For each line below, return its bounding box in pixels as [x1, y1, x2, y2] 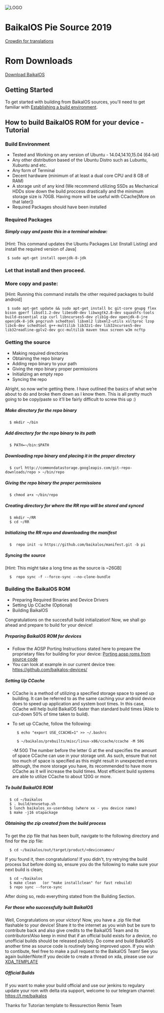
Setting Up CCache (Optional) [12, 602, 72, 608]
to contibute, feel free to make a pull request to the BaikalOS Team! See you [5, 948, 158, 954]
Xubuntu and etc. [12, 162, 47, 168]
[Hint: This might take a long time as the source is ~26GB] [5, 565, 122, 571]
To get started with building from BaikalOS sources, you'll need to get [5, 99, 145, 105]
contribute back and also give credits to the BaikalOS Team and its [5, 927, 139, 933]
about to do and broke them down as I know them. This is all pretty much [5, 391, 152, 397]
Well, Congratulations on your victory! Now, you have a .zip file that [5, 917, 141, 923]
